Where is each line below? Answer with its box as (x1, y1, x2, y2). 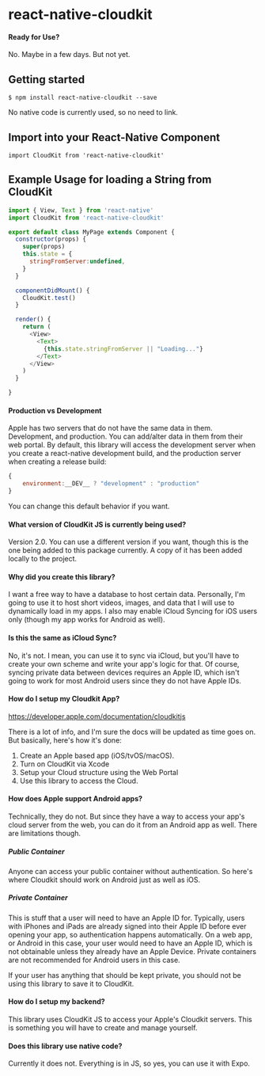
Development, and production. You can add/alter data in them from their (8, 432, 244, 441)
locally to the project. (8, 554, 78, 564)
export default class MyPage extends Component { (8, 228, 176, 236)
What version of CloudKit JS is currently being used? (8, 519, 187, 529)
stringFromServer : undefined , (28, 257, 126, 266)
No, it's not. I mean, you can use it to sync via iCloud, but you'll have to (8, 651, 240, 660)
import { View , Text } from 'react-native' (8, 206, 154, 215)
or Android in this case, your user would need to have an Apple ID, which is (8, 938, 253, 948)
